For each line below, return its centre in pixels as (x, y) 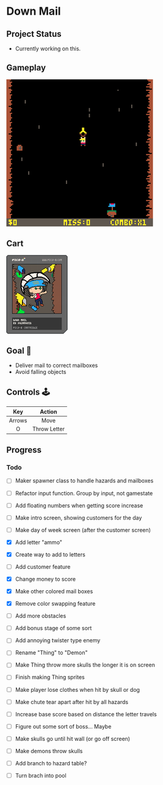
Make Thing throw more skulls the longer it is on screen (85, 665)
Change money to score (45, 579)
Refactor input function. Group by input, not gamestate (84, 493)
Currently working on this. (48, 48)
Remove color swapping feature (55, 604)
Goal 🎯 (19, 351)
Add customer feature (43, 567)
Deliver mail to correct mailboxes (56, 365)
